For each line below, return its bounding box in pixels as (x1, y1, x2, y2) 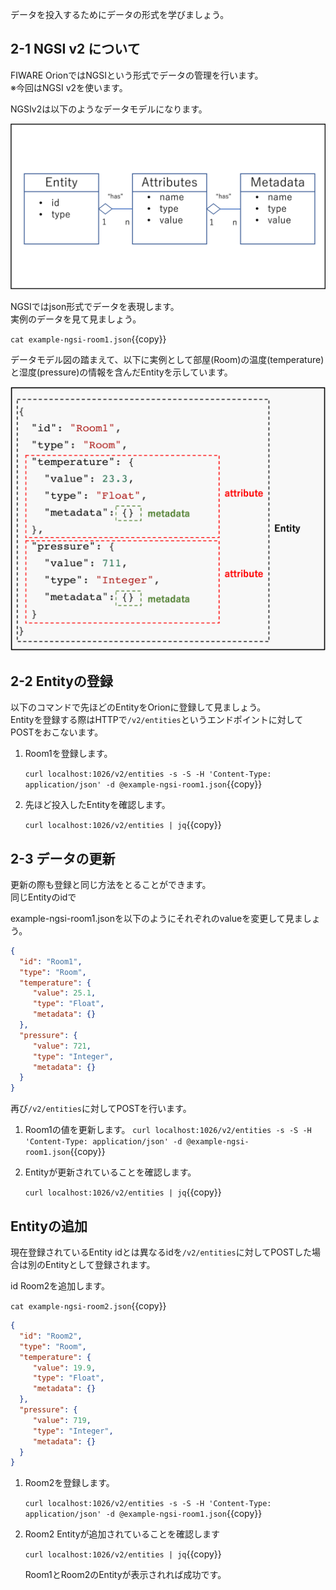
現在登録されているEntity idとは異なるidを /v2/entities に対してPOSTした (10, 1246, 312, 1258)
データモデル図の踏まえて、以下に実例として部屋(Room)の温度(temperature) (10, 353, 325, 365)
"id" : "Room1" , (19, 956, 83, 967)
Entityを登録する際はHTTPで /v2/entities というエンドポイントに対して (10, 714, 304, 726)
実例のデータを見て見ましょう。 (10, 313, 142, 325)
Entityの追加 (10, 1218, 88, 1235)
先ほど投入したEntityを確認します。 (24, 799, 171, 811)
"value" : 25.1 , (32, 988, 97, 998)
